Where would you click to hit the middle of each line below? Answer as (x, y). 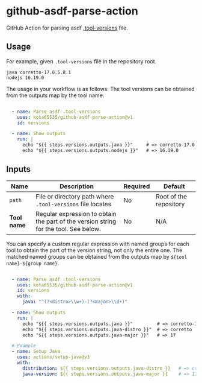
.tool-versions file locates (74, 204)
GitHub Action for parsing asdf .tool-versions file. (67, 28)
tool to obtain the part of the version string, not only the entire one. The (94, 250)
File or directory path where (75, 196)
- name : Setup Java (36, 352)
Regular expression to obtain (76, 214)
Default (174, 186)
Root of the (171, 196)
